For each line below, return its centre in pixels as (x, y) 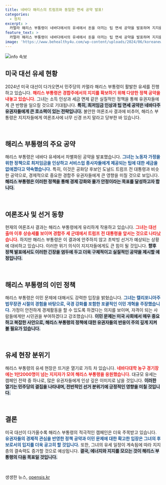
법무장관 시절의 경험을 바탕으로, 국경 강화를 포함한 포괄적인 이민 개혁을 (72, 304)
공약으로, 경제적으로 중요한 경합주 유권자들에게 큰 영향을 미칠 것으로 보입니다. (85, 176)
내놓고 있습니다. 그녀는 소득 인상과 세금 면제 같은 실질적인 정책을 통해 (72, 99)
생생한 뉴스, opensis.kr (28, 477)
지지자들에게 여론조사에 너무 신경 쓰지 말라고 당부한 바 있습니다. (79, 117)
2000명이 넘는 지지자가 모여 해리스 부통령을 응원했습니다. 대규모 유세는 (88, 374)
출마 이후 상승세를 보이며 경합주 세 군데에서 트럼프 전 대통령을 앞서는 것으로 (77, 233)
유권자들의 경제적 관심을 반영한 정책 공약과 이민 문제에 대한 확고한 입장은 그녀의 (81, 439)
